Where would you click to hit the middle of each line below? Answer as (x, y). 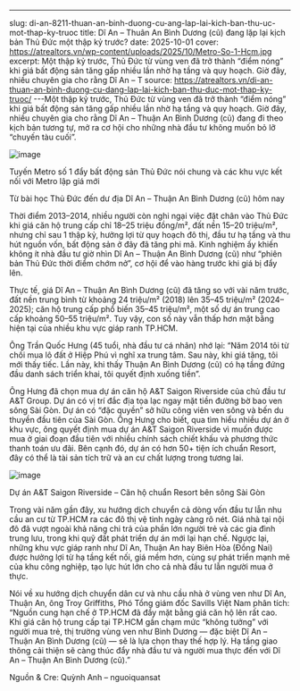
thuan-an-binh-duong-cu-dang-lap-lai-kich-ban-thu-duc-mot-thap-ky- (141, 89)
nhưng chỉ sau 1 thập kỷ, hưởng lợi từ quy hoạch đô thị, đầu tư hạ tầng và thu (150, 235)
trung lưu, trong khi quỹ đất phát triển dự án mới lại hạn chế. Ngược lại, (139, 538)
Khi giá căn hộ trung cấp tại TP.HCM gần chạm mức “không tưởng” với (139, 622)
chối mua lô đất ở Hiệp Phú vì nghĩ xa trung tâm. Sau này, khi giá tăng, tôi (144, 355)
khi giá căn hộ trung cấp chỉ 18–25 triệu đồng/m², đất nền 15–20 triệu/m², (144, 225)
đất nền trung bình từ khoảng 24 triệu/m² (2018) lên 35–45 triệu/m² (133, 299)
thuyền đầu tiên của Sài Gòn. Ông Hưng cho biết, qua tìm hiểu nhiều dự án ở (149, 420)
